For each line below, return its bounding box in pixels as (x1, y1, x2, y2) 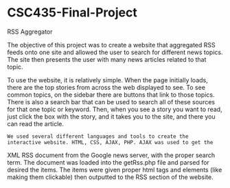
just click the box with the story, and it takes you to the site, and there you (7, 112, 216, 121)
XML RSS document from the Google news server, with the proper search (7, 151, 216, 159)
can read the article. (7, 119, 64, 128)
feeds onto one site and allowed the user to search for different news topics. (7, 48, 223, 56)
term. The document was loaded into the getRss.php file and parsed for (7, 158, 209, 166)
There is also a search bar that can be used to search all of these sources (7, 97, 215, 106)
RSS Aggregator (7, 27, 53, 36)
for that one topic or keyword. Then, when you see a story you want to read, (7, 105, 222, 113)
